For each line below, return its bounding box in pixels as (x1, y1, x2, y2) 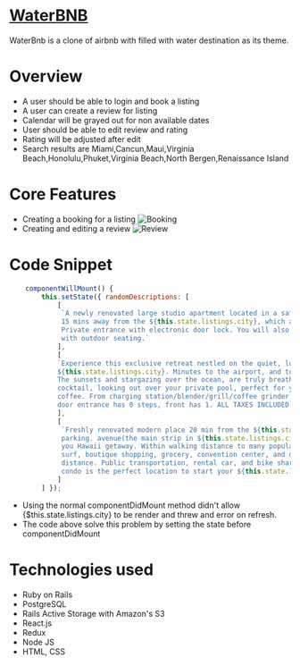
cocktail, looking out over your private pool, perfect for (56, 384, 286, 393)
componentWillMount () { (25, 283, 114, 293)
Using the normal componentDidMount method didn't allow (21, 500, 241, 510)
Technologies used (9, 560, 154, 579)
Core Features (9, 184, 117, 205)
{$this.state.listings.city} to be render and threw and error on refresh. (21, 509, 277, 519)
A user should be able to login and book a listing (21, 96, 200, 106)
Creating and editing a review (21, 223, 131, 233)
